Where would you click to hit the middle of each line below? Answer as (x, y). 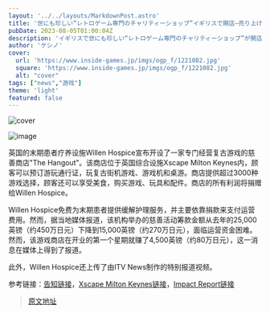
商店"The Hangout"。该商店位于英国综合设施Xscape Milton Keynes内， (133, 163)
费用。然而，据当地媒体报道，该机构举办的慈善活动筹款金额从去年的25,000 (133, 220)
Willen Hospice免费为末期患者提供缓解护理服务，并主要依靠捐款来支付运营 (132, 210)
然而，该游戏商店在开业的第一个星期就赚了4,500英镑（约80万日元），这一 (130, 240)
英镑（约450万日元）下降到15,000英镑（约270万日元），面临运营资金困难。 (133, 230)
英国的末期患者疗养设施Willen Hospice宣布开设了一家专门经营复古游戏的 (128, 152)
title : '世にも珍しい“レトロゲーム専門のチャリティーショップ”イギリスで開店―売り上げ (135, 23)
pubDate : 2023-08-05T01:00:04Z (61, 30)
